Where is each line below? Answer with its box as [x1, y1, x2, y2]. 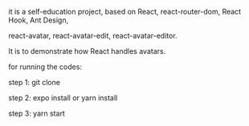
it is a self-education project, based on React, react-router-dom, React [8, 7, 242, 16]
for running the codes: [8, 62, 83, 71]
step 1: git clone [8, 78, 60, 87]
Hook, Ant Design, [8, 15, 69, 25]
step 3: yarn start [8, 108, 66, 118]
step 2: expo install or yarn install [8, 93, 118, 103]
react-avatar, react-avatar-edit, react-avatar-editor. [8, 31, 178, 40]
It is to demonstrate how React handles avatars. [8, 47, 166, 55]
